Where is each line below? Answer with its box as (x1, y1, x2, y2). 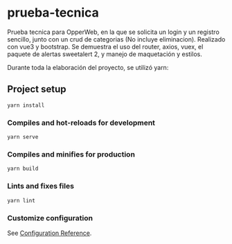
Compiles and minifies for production (7, 149, 135, 159)
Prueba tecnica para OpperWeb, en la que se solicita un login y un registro (7, 28, 220, 36)
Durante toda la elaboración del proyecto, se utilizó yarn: (7, 63, 169, 71)
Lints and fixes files (7, 182, 75, 191)
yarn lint (7, 197, 36, 204)
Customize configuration (7, 213, 93, 223)
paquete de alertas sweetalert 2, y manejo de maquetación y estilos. (7, 50, 202, 58)
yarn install (7, 102, 45, 109)
